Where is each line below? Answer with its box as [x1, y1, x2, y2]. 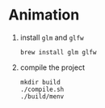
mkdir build [19, 78, 61, 86]
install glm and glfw [19, 32, 84, 42]
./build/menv [19, 92, 65, 101]
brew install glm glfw [19, 48, 97, 56]
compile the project [19, 63, 85, 72]
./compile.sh [19, 85, 65, 93]
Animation [8, 6, 80, 24]
